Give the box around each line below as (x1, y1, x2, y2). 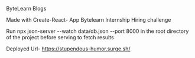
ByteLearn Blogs (6, 5, 47, 12)
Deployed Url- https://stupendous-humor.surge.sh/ (6, 45, 131, 52)
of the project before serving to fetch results (6, 34, 114, 40)
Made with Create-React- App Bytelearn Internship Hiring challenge (6, 16, 171, 23)
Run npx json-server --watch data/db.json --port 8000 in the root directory (6, 28, 189, 35)
